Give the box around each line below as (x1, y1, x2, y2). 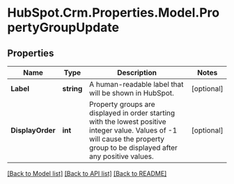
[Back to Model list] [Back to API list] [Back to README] (7, 169, 167, 178)
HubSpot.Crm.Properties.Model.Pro (7, 5, 220, 21)
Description (117, 68, 157, 77)
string (62, 84, 83, 93)
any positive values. (89, 151, 155, 161)
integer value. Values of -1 (89, 126, 178, 135)
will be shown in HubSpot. (89, 88, 174, 98)
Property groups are (89, 99, 155, 109)
